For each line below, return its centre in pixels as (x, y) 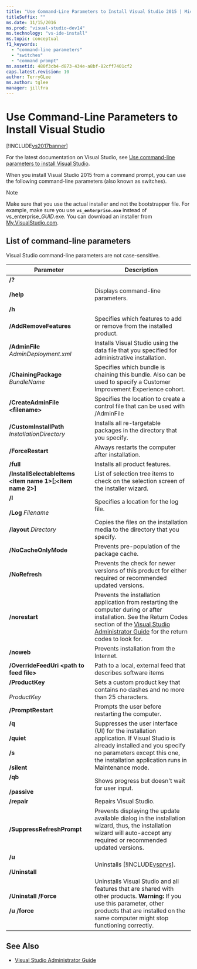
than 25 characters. (122, 697)
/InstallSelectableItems (42, 474)
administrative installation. (130, 357)
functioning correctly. (124, 925)
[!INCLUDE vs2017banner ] (37, 146)
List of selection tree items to (135, 474)
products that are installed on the (140, 910)
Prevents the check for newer (135, 563)
